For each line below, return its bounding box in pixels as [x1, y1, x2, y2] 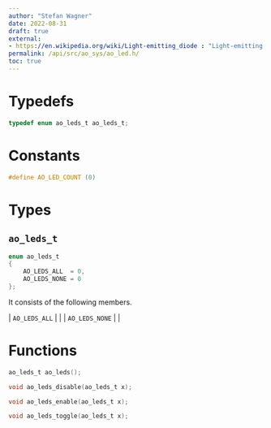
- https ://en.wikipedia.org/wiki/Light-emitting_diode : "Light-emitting [8, 42, 264, 50]
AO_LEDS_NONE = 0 [23, 275, 82, 283]
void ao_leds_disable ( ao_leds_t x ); [8, 383, 132, 391]
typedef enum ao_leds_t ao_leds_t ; [8, 119, 129, 127]
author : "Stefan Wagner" [8, 11, 92, 20]
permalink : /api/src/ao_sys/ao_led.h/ [8, 50, 140, 58]
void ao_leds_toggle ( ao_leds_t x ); [8, 412, 129, 421]
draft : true [8, 27, 49, 35]
